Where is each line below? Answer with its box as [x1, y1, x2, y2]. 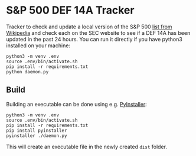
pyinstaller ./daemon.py [6, 132, 67, 139]
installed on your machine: [6, 42, 71, 49]
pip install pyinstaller [6, 128, 67, 134]
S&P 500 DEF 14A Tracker [6, 4, 135, 17]
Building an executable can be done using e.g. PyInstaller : [6, 100, 148, 108]
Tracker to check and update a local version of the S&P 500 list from [6, 23, 172, 30]
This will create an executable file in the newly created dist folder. [6, 143, 167, 150]
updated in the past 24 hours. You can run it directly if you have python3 [6, 35, 183, 43]
